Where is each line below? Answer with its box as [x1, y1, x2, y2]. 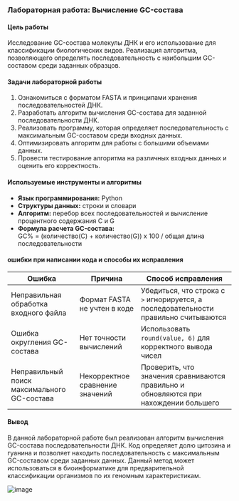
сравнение [79, 380, 117, 390]
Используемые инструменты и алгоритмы [7, 177, 142, 186]
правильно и [141, 380, 185, 390]
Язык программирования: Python [17, 194, 123, 202]
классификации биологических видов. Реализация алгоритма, [7, 46, 198, 55]
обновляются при [141, 388, 202, 398]
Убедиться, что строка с [141, 285, 225, 295]
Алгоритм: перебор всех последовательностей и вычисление [17, 209, 208, 217]
